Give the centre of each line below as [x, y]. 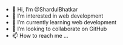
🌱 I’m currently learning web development [64, 22]
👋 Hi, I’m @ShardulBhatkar [45, 9]
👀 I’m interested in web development [58, 16]
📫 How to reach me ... [40, 36]
